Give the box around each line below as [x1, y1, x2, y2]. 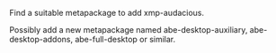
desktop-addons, [9, 34, 74, 44]
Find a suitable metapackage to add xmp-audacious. [9, 8, 205, 18]
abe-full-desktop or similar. [75, 34, 176, 44]
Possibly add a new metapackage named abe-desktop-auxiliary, [9, 25, 248, 34]
